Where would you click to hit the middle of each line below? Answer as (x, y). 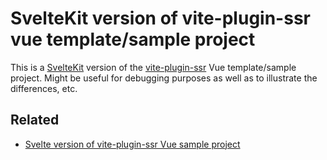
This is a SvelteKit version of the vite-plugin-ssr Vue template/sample (153, 67)
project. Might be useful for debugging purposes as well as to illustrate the (164, 78)
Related (35, 120)
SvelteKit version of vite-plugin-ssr (160, 18)
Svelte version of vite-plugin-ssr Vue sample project (132, 144)
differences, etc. (44, 88)
